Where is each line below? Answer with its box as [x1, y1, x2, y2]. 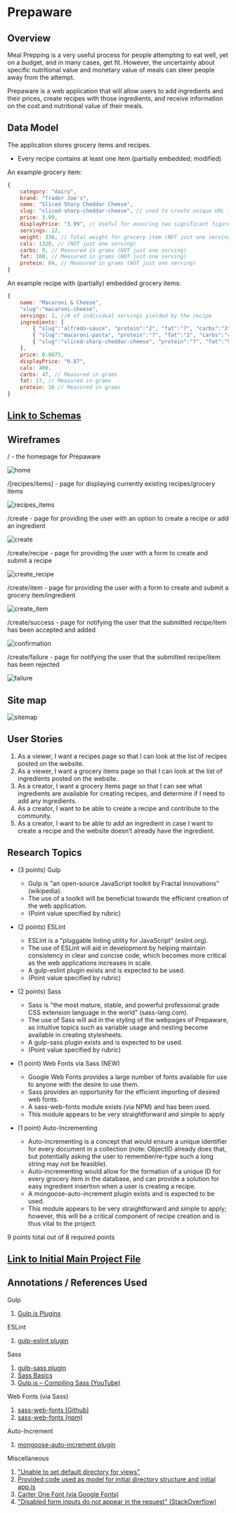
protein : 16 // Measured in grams [20, 384, 121, 391]
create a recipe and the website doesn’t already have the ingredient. [17, 826, 216, 835]
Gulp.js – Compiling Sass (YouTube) [17, 1378, 121, 1387]
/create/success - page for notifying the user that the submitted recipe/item [7, 619, 227, 627]
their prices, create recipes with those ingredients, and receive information [7, 94, 223, 103]
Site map [7, 694, 47, 706]
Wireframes [7, 433, 61, 446]
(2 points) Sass [17, 987, 62, 996]
